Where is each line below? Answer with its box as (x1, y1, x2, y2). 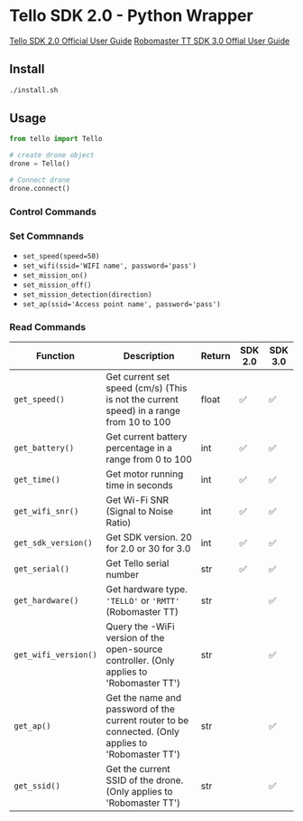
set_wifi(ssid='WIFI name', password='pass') (22, 261, 197, 271)
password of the (106, 703, 176, 715)
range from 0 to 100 (106, 453, 192, 466)
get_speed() (14, 394, 66, 405)
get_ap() (14, 721, 51, 731)
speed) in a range (106, 404, 181, 417)
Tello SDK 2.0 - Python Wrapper (9, 5, 254, 26)
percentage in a (106, 442, 173, 455)
